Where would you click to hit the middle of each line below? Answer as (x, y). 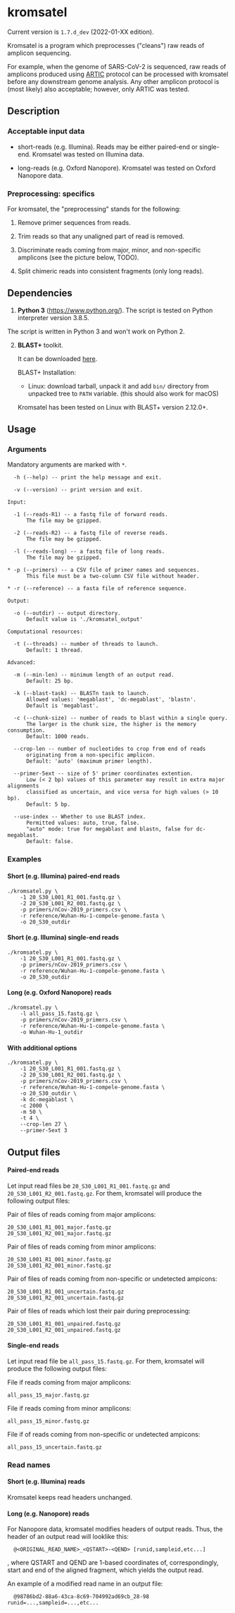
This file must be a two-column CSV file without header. (113, 576)
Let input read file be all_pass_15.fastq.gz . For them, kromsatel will (106, 1361)
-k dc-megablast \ (47, 1100)
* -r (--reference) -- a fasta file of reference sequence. (97, 589)
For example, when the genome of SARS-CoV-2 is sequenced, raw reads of (117, 66)
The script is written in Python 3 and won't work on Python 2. (96, 331)
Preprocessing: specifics (51, 193)
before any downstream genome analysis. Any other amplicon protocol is (113, 81)
